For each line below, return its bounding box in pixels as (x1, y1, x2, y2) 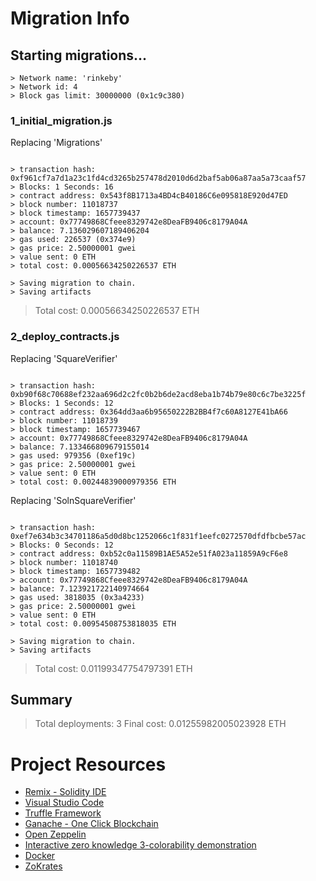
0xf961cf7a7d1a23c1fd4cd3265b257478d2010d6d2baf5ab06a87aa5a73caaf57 (10, 173, 307, 184)
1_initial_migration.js (10, 113, 113, 127)
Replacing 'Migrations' (10, 137, 103, 149)
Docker (24, 850, 56, 862)
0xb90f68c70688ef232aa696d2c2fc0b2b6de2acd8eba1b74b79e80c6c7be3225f (10, 389, 307, 399)
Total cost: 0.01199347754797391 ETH (34, 662, 193, 674)
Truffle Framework (24, 807, 102, 819)
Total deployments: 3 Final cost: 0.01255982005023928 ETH (34, 718, 287, 730)
